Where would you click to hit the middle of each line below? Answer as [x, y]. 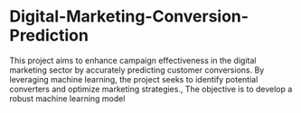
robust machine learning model [67, 98]
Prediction [49, 35]
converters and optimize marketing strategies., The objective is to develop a [151, 89]
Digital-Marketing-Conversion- [129, 17]
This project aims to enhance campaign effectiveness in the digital [133, 60]
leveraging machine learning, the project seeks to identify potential [134, 79]
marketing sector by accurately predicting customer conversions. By [137, 70]
